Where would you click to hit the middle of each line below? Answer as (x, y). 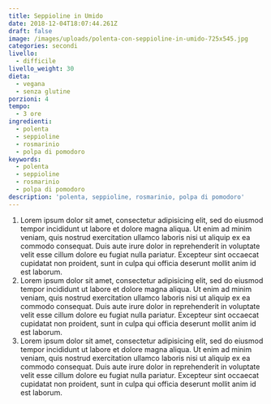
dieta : (19, 76)
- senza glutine (43, 91)
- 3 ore (29, 114)
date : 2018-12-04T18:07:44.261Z (63, 24)
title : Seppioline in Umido (56, 16)
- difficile (36, 62)
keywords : (25, 159)
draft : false (30, 31)
